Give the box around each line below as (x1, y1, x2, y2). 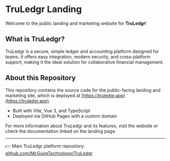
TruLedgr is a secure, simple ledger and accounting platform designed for (5, 48, 159, 54)
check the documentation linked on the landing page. (5, 128, 116, 134)
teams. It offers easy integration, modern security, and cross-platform (5, 53, 151, 60)
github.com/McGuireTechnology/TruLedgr (5, 150, 93, 156)
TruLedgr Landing (5, 4, 82, 15)
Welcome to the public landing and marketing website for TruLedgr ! (5, 20, 147, 26)
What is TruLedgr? (5, 35, 65, 43)
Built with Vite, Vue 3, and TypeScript (12, 108, 91, 114)
